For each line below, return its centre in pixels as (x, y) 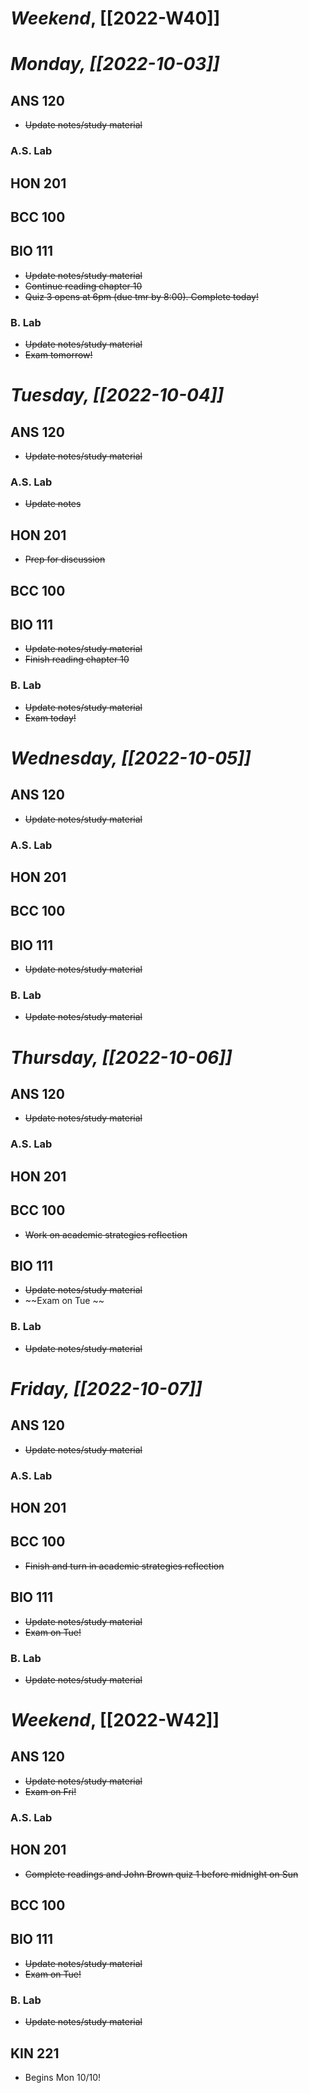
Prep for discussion (65, 559)
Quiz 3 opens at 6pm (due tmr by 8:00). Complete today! (141, 296)
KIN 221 (35, 2053)
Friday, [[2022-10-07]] (106, 1388)
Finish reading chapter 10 (77, 659)
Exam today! (50, 718)
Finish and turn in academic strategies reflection (124, 1566)
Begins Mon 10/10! (63, 2077)
